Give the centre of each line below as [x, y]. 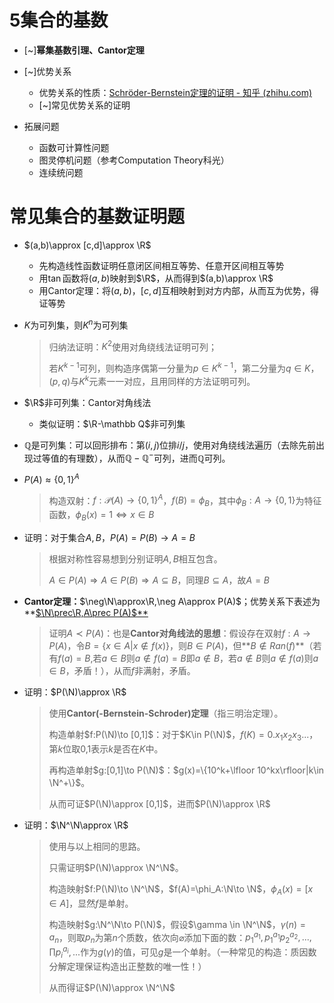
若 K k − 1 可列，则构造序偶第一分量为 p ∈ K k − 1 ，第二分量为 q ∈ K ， [184, 367]
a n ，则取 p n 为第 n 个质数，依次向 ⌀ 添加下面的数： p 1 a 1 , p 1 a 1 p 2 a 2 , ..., [180, 937]
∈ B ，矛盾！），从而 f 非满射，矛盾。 [122, 671]
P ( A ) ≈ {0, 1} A [51, 478]
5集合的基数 [59, 20]
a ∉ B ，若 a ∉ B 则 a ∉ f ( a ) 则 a [256, 658]
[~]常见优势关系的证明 [84, 105]
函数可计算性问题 [74, 147]
